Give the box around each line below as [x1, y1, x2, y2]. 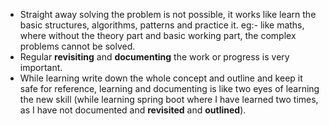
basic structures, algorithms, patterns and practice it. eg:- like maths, [19, 19, 305, 31]
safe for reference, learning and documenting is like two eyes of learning [19, 83, 320, 94]
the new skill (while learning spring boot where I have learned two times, [19, 94, 319, 105]
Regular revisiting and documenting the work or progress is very [19, 51, 290, 63]
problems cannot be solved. [19, 40, 136, 52]
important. [19, 62, 63, 73]
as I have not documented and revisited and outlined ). [19, 104, 247, 116]
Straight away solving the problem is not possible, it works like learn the [19, 9, 317, 20]
